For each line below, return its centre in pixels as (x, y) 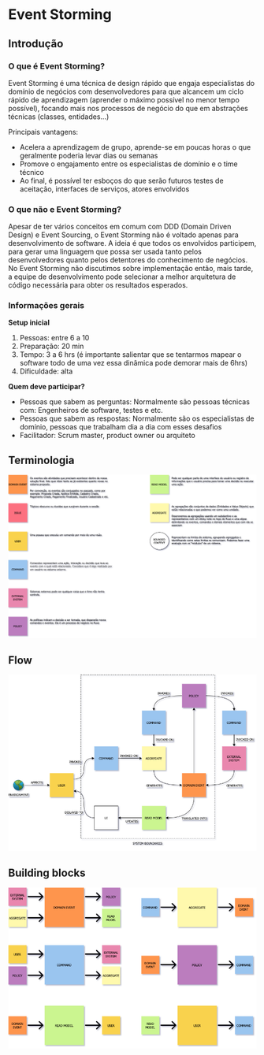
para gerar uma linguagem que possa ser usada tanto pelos (105, 252)
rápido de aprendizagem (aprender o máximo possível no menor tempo (124, 99)
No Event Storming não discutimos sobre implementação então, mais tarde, (131, 269)
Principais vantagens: (43, 132)
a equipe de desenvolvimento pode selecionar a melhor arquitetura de (122, 277)
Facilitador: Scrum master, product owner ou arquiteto (107, 436)
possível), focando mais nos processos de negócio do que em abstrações (128, 108)
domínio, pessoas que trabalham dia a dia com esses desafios (121, 427)
